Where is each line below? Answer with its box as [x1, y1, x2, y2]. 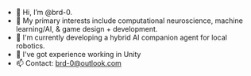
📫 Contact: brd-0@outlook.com [15, 59, 122, 67]
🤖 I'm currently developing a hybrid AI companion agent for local [15, 32, 228, 42]
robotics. [15, 41, 45, 51]
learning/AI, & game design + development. [15, 25, 158, 33]
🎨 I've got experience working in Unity [15, 50, 141, 59]
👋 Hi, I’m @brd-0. [15, 8, 73, 17]
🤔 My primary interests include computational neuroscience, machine [15, 16, 244, 25]
